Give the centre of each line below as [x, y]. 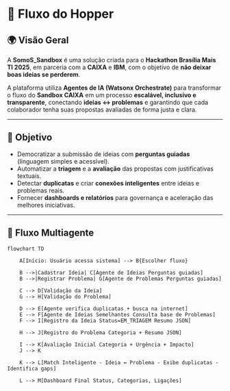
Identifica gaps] [32, 368]
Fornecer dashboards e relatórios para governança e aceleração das [115, 197]
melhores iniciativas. [46, 205]
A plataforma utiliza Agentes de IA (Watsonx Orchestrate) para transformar [114, 88]
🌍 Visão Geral [38, 40]
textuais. [29, 176]
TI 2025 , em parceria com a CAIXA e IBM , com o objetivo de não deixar [109, 67]
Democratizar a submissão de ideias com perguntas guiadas [103, 154]
